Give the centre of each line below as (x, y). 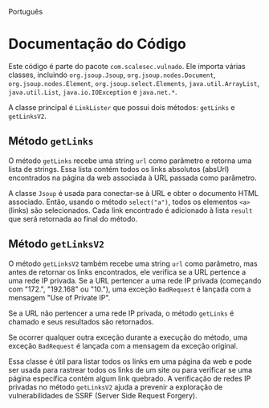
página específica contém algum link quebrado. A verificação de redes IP (130, 378)
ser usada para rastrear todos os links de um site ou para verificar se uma (130, 369)
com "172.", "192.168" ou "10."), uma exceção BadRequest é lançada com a (130, 289)
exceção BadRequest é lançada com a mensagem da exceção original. (123, 345)
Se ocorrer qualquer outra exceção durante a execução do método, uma (128, 337)
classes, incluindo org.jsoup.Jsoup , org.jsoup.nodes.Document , (112, 75)
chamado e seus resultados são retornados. (81, 321)
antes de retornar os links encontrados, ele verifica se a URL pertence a (127, 271)
